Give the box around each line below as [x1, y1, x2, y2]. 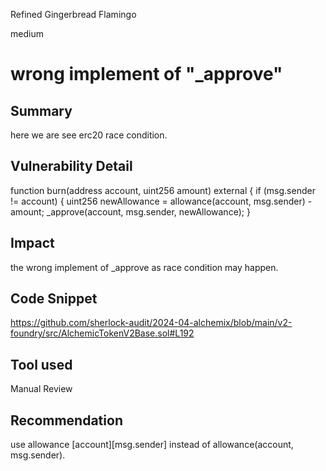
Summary [10, 102, 73, 119]
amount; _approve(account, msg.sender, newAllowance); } [10, 205, 251, 218]
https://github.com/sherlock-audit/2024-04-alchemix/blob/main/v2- [10, 317, 293, 329]
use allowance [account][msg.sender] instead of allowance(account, [10, 439, 294, 451]
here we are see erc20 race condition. [10, 129, 168, 141]
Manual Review [10, 383, 73, 395]
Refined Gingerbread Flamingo [10, 9, 137, 20]
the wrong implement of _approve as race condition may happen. [10, 261, 279, 273]
